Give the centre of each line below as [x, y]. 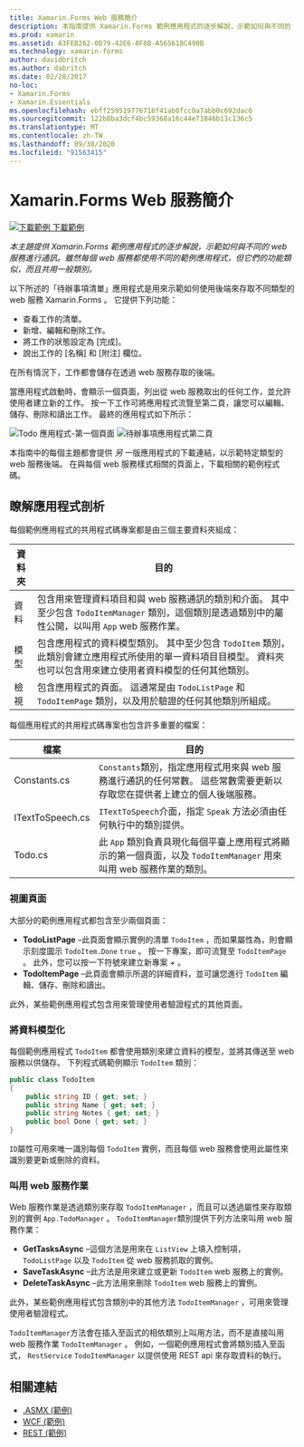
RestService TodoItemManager [81, 1356]
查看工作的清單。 [54, 319]
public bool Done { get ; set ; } [86, 1122]
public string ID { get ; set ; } [86, 1096]
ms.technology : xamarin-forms [66, 52]
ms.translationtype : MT [54, 128]
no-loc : [24, 85]
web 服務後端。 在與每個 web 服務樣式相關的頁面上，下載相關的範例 [137, 464]
